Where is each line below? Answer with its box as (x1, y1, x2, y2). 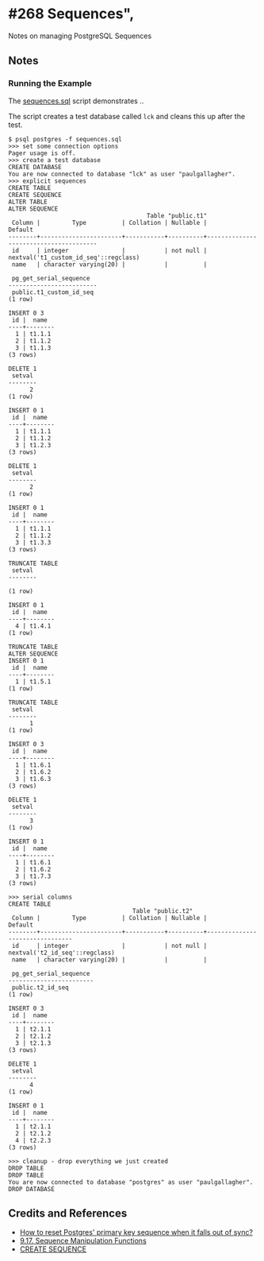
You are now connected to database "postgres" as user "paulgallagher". (8, 1178, 254, 1186)
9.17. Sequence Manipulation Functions (19, 1236, 147, 1246)
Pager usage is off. (8, 149, 77, 157)
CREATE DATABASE (8, 163, 62, 171)
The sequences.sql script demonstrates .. (8, 96, 144, 106)
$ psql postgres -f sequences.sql (8, 135, 123, 143)
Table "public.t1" (146, 211, 208, 219)
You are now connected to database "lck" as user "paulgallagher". (8, 170, 236, 178)
